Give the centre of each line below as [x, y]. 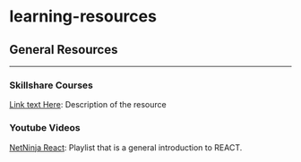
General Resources [64, 50]
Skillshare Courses [52, 85]
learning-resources [83, 17]
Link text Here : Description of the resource [88, 105]
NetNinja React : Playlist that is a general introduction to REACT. [126, 147]
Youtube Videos [45, 128]
